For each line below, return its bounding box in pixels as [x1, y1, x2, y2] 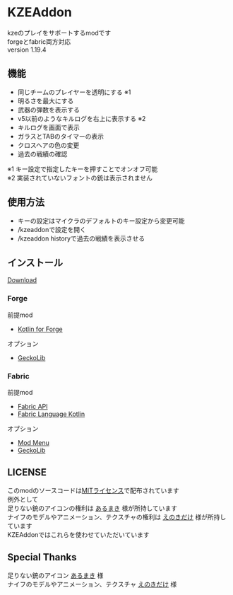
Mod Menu [17, 438, 49, 446]
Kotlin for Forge [17, 325, 63, 333]
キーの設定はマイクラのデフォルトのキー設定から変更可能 [17, 216, 185, 225]
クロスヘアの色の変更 [17, 141, 80, 149]
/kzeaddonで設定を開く [17, 225, 87, 233]
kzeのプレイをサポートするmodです [7, 28, 112, 37]
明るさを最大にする [17, 96, 74, 105]
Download [7, 276, 37, 284]
